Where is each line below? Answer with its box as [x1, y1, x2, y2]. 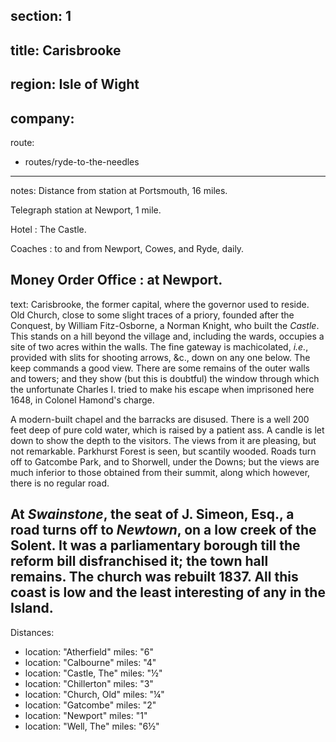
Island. [10, 600, 54, 617]
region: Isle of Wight [10, 76, 140, 93]
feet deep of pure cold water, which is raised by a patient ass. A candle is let [10, 424, 325, 436]
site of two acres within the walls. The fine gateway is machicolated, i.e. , [10, 340, 309, 353]
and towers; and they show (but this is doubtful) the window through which [10, 372, 320, 384]
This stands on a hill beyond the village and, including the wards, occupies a [10, 330, 325, 342]
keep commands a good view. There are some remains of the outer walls [10, 362, 310, 374]
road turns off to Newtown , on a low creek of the [10, 522, 317, 539]
